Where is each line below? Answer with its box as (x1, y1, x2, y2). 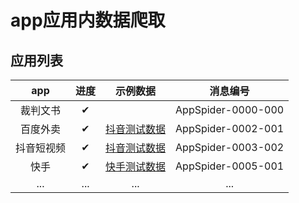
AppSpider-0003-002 (175, 141, 285, 154)
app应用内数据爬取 (10, 9, 166, 32)
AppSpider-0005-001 (175, 159, 285, 173)
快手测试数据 (105, 160, 167, 173)
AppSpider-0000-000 (175, 103, 285, 116)
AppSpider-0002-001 (175, 122, 285, 135)
